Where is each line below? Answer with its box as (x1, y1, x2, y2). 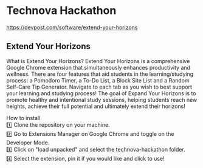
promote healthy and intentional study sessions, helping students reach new (6, 96, 198, 103)
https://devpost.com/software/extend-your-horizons (6, 24, 138, 31)
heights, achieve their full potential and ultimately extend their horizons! (6, 102, 185, 110)
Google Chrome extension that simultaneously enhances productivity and (6, 64, 190, 71)
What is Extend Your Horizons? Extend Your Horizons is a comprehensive (6, 57, 190, 64)
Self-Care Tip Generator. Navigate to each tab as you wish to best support (6, 83, 193, 90)
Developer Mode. (6, 139, 50, 146)
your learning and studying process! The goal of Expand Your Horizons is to (6, 89, 196, 97)
